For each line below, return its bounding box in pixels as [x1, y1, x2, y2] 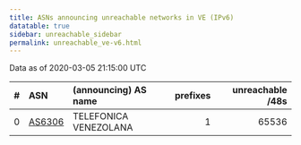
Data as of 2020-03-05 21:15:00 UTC [9, 63, 147, 73]
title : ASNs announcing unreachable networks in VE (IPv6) [9, 13, 235, 22]
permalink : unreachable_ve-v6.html [9, 38, 142, 47]
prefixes [174, 90, 211, 102]
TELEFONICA [73, 110, 129, 123]
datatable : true [9, 21, 70, 30]
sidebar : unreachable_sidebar [9, 30, 123, 38]
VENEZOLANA [73, 122, 133, 134]
